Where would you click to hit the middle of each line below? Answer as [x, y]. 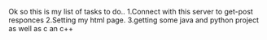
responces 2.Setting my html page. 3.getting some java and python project [133, 20]
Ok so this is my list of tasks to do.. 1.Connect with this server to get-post [131, 12]
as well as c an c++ [41, 28]
